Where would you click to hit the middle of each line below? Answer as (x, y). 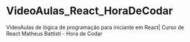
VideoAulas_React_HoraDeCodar (90, 11)
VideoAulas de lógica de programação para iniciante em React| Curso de (95, 27)
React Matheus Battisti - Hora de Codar (54, 33)
